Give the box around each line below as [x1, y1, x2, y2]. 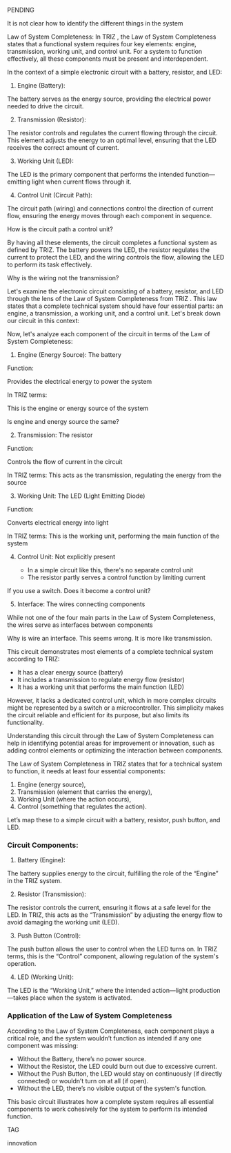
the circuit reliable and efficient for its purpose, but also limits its [7, 711, 190, 719]
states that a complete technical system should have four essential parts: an [7, 302, 223, 310]
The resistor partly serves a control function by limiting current [27, 573, 205, 581]
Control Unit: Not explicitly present [17, 552, 116, 561]
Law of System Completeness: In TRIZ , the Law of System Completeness [7, 32, 217, 41]
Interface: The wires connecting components [17, 600, 145, 608]
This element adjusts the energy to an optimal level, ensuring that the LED [7, 136, 217, 144]
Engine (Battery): [17, 81, 66, 89]
